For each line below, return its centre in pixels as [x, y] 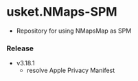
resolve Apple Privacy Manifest [71, 70]
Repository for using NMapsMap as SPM [74, 31]
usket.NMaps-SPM [62, 12]
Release [20, 48]
